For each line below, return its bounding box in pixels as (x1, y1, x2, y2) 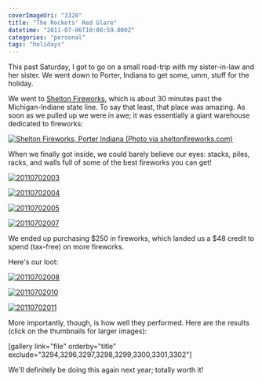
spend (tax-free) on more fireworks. (8, 242, 124, 252)
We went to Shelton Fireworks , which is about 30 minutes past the (8, 94, 222, 104)
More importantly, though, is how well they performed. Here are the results (8, 318, 249, 328)
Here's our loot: (8, 257, 59, 267)
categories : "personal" (8, 33, 86, 42)
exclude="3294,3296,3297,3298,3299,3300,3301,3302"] (8, 350, 192, 359)
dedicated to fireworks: (8, 119, 84, 129)
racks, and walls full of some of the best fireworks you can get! (8, 158, 212, 167)
